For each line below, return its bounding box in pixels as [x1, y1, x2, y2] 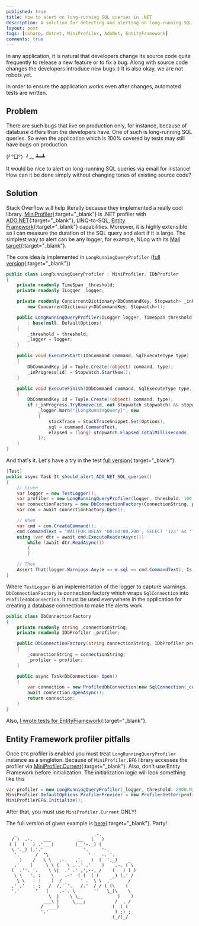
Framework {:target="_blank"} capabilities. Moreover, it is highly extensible [6, 223, 188, 230]
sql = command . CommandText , [48, 424, 118, 430]
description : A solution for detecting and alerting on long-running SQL [6, 20, 192, 25]
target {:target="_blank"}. [6, 242, 67, 249]
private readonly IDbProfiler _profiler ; [17, 630, 120, 636]
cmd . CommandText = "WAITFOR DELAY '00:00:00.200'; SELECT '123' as [17, 528, 187, 534]
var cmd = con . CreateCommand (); [17, 523, 97, 529]
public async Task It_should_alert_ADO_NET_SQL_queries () [6, 473, 152, 480]
